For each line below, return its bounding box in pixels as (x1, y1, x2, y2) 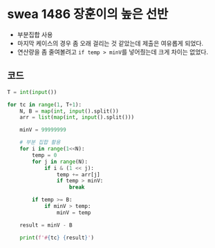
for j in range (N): (32, 158, 88, 165)
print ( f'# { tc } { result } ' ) (19, 234, 95, 241)
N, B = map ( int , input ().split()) (19, 108, 119, 115)
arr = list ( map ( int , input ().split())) (19, 114, 135, 121)
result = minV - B (19, 222, 73, 229)
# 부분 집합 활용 (19, 139, 61, 146)
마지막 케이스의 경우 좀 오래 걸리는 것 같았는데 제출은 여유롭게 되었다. (17, 39, 204, 47)
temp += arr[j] (56, 171, 100, 178)
